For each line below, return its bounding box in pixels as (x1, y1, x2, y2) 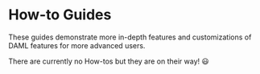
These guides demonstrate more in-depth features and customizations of (8, 32, 252, 42)
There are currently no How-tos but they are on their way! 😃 (8, 56, 209, 66)
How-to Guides (8, 6, 112, 24)
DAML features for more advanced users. (8, 40, 146, 50)
